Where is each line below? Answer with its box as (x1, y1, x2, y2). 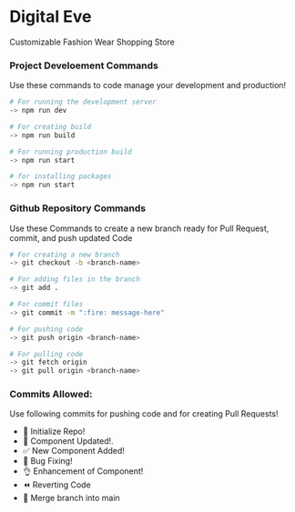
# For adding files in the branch (9, 275, 141, 284)
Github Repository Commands (9, 202, 147, 215)
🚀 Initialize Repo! (22, 426, 86, 437)
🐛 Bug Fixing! (22, 456, 73, 467)
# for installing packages (9, 172, 112, 181)
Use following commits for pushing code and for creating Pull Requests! (9, 408, 280, 419)
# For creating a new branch (9, 250, 120, 259)
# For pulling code (9, 349, 84, 358)
